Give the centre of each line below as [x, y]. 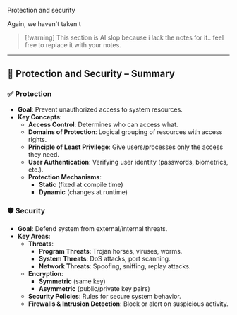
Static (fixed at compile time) [81, 184]
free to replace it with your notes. [73, 45]
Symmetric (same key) [72, 281]
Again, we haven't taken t [44, 24]
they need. [44, 154]
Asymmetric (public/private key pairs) [94, 288]
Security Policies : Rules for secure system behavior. [104, 296]
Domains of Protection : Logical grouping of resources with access [125, 132]
